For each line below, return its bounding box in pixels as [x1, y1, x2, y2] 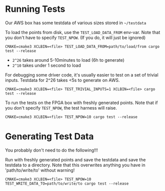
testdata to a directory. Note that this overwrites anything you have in [5, 162, 145, 168]
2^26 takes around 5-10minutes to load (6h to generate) [12, 57, 125, 63]
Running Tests [5, 3, 66, 15]
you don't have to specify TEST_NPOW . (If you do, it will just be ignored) [5, 35, 146, 40]
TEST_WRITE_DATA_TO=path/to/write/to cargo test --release [5, 181, 129, 186]
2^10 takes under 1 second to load [12, 62, 81, 68]
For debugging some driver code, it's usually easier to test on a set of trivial [5, 72, 159, 77]
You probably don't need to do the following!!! [5, 147, 99, 153]
